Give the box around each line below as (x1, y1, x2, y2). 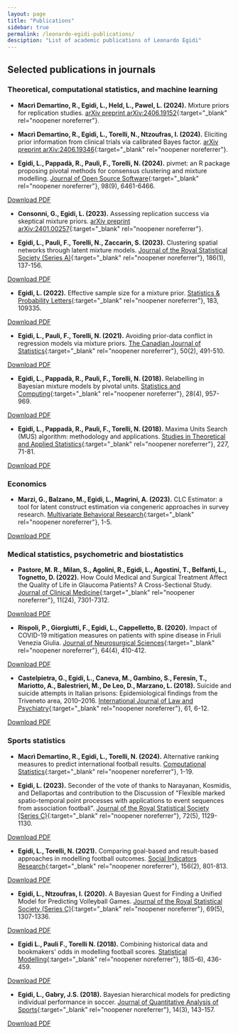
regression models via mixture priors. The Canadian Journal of (17, 339, 201, 347)
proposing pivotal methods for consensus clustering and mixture (17, 166, 207, 175)
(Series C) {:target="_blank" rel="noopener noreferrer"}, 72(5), (17, 811, 200, 820)
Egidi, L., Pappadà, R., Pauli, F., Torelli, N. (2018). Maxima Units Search (17, 424, 228, 433)
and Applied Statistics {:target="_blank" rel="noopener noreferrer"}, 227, (17, 439, 229, 448)
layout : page (7, 10, 46, 18)
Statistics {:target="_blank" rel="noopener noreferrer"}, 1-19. (17, 767, 194, 776)
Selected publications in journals (7, 63, 156, 76)
